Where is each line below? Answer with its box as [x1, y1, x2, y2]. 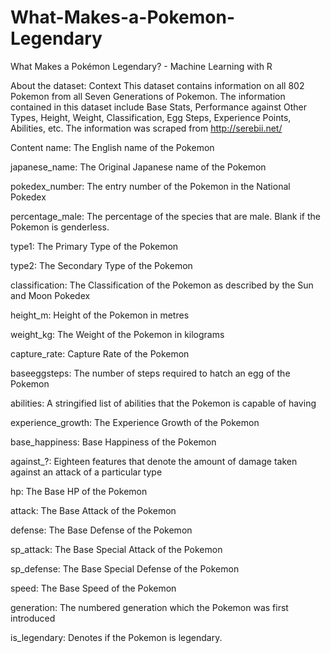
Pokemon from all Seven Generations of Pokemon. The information [10, 90, 286, 102]
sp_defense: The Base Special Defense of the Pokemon [10, 562, 240, 575]
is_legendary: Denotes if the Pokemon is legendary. [10, 631, 223, 643]
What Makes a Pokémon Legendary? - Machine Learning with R [10, 60, 273, 72]
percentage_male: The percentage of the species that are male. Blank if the [10, 210, 321, 222]
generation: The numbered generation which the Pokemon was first [10, 601, 289, 613]
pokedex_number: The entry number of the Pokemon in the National [10, 180, 291, 192]
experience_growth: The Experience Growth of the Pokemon [10, 416, 260, 428]
